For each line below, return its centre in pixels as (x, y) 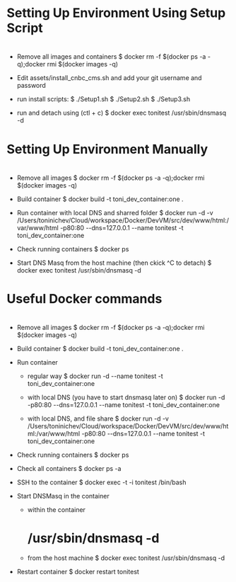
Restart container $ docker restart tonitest (78, 572)
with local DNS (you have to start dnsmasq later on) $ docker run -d (126, 397)
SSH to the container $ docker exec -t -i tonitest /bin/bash (101, 482)
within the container (57, 510)
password (31, 86)
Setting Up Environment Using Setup (116, 13)
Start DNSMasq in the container (63, 496)
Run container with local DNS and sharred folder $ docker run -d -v (115, 212)
